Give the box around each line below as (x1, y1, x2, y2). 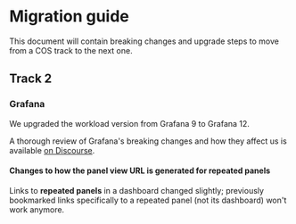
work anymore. (9, 203, 65, 215)
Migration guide (9, 6, 129, 27)
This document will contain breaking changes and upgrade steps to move (9, 36, 279, 46)
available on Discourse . (9, 145, 95, 155)
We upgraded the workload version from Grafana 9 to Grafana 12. (9, 118, 250, 129)
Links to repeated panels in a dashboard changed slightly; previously (9, 185, 265, 195)
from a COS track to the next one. (9, 45, 133, 55)
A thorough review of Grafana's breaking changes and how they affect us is (9, 136, 287, 146)
